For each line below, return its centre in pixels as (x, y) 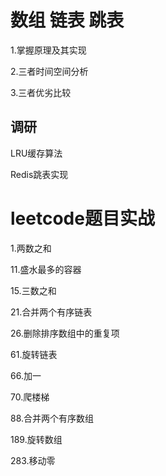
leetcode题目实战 (82, 218)
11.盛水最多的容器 (46, 269)
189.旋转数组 (36, 439)
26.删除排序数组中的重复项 (65, 333)
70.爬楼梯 (30, 397)
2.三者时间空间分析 (49, 71)
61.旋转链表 (34, 354)
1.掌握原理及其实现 (48, 50)
